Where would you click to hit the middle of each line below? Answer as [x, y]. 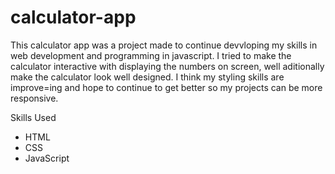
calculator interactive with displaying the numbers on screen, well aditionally [167, 66]
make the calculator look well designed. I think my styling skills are [147, 77]
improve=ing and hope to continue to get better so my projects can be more [166, 87]
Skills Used [33, 117]
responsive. [34, 98]
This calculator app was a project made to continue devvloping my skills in [164, 45]
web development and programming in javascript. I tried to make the [151, 55]
